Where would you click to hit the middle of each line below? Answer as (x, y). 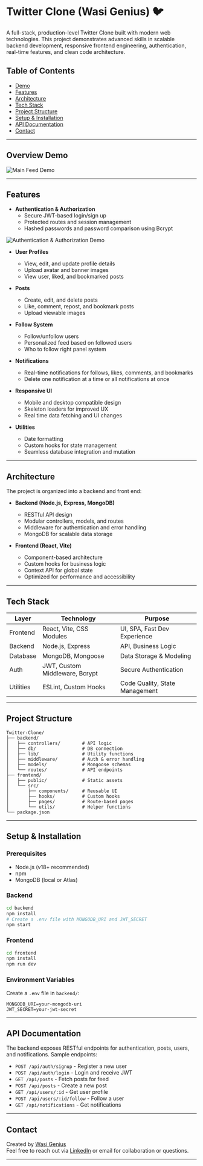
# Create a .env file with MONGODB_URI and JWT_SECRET (77, 919)
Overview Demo (37, 155)
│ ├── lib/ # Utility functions (70, 754)
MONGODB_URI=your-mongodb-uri (44, 1004)
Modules (55, 636)
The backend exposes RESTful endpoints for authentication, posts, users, (98, 1048)
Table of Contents (41, 71)
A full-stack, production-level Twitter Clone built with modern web (89, 32)
